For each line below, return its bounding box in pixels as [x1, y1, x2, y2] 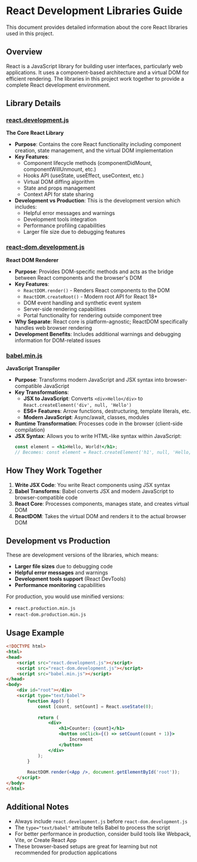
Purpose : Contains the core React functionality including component [14, 141, 181, 148]
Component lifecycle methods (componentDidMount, [23, 160, 152, 167]
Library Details [6, 98, 61, 108]
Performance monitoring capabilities [14, 582, 106, 589]
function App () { [27, 698, 69, 704]
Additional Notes [6, 802, 69, 812]
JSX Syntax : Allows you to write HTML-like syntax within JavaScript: [14, 433, 182, 440]
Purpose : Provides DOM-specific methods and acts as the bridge [14, 268, 173, 275]
